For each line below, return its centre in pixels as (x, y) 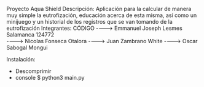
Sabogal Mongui (27, 47)
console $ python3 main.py (50, 78)
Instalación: (21, 59)
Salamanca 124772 (30, 35)
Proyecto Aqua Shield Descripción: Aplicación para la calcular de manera (99, 9)
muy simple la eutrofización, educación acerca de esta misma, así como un (102, 15)
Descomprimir (33, 71)
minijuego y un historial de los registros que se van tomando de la (90, 22)
